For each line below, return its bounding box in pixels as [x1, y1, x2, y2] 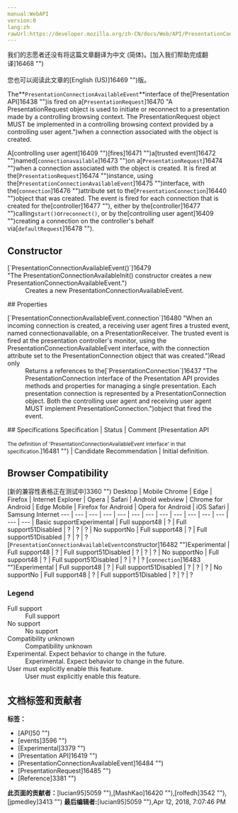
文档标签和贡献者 [7, 695, 82, 707]
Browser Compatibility [7, 468, 108, 480]
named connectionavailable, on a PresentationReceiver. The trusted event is [7, 329, 229, 338]
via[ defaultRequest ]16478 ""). [7, 224, 94, 233]
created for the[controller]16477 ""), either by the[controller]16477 [7, 201, 200, 210]
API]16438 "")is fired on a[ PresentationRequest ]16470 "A [7, 97, 173, 106]
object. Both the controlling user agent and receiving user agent [25, 397, 212, 405]
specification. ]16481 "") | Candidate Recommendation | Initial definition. [7, 447, 209, 455]
